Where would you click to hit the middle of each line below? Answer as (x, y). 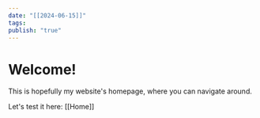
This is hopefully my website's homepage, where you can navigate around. (130, 91)
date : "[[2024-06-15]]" (47, 15)
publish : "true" (35, 30)
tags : (17, 23)
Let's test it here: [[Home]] (51, 107)
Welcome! (42, 69)
